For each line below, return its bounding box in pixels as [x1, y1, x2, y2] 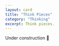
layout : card [5, 7, 32, 12]
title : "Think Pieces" [5, 12, 52, 17]
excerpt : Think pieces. [5, 21, 55, 26]
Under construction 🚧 [5, 35, 49, 41]
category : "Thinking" [5, 16, 50, 21]
